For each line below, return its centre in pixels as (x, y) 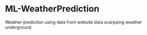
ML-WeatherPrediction (52, 9)
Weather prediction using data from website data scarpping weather (73, 22)
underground (18, 27)
